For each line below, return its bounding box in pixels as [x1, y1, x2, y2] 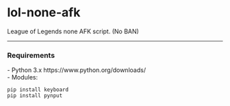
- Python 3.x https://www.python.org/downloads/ [7, 66, 146, 74]
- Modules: [7, 73, 38, 82]
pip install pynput [7, 92, 63, 99]
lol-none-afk [7, 5, 81, 20]
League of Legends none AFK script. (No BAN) [7, 27, 139, 35]
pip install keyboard [7, 86, 69, 93]
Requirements [7, 50, 55, 60]
